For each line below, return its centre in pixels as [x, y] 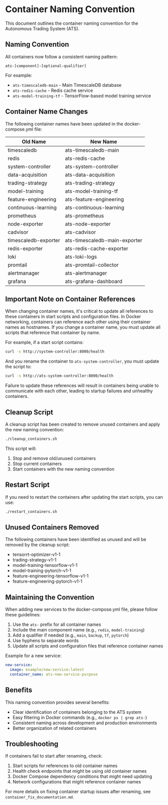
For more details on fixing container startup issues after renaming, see [78, 792]
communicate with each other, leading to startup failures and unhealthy [79, 391]
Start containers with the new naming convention [63, 469]
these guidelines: [23, 615]
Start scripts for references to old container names [65, 766]
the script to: [18, 367]
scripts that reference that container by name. [53, 333]
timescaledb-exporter [34, 240]
